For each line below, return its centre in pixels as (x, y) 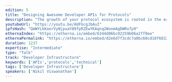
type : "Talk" (19, 52)
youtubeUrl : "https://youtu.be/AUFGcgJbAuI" (53, 24)
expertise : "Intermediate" (34, 48)
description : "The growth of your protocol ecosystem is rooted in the (83, 19)
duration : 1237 (21, 43)
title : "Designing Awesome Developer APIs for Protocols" (68, 15)
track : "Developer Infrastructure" (43, 57)
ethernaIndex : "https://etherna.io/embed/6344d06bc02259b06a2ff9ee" (80, 34)
